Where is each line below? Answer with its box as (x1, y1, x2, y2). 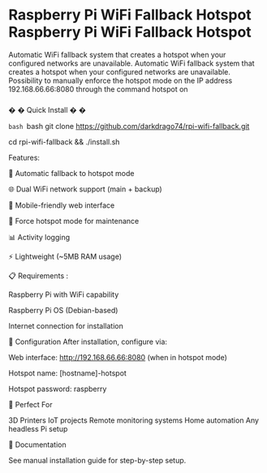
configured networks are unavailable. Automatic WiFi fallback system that (8, 58, 255, 68)
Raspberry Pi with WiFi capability (8, 290, 119, 299)
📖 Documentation (8, 440, 67, 449)
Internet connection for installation (8, 320, 123, 330)
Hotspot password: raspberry (8, 384, 107, 393)
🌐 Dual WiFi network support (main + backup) (8, 184, 162, 194)
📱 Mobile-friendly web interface (8, 200, 115, 210)
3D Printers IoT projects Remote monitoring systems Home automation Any (8, 415, 260, 425)
